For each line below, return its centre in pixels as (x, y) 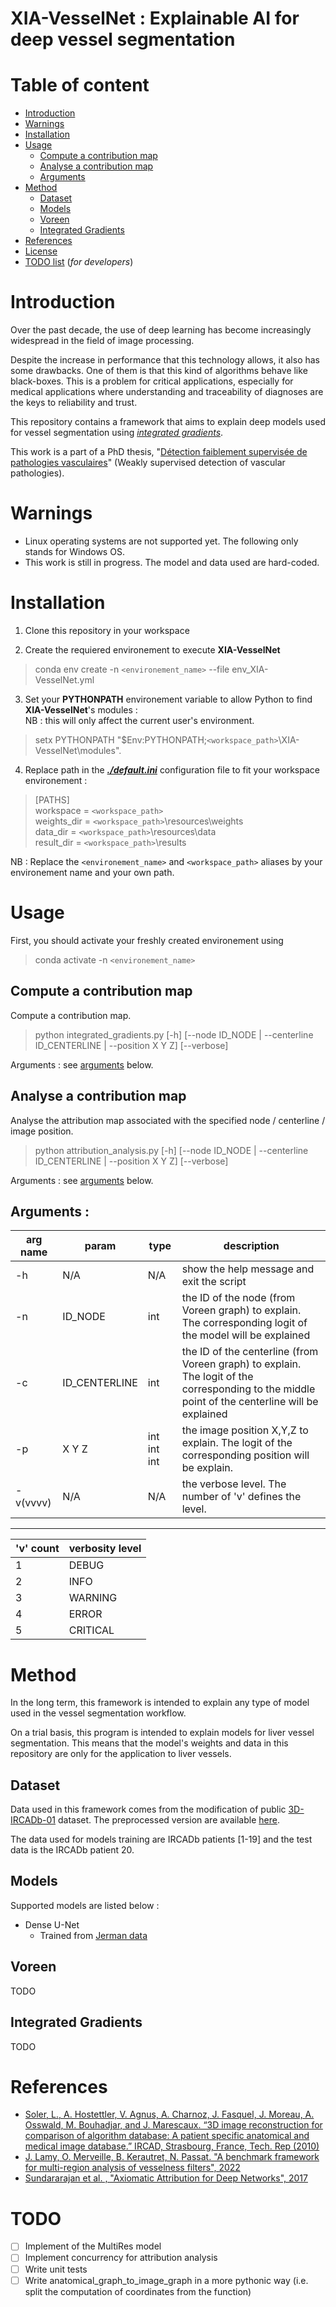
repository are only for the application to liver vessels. (121, 1754)
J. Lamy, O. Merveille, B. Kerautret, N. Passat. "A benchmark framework (172, 2157)
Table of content (80, 85)
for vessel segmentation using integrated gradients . (117, 433)
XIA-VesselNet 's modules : (81, 709)
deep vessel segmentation (123, 39)
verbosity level (105, 1549)
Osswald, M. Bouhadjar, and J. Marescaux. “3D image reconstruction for (173, 2125)
